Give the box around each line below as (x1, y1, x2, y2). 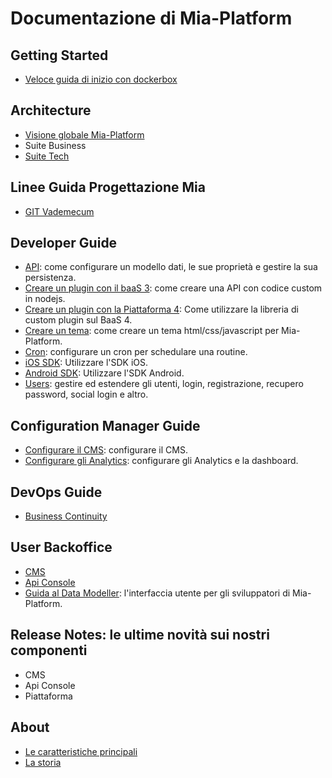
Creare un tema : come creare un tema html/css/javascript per (24, 325, 280, 337)
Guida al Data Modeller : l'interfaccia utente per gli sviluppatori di (24, 587, 291, 599)
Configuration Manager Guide (10, 417, 201, 434)
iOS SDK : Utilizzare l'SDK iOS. (24, 357, 149, 369)
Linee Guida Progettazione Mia (10, 179, 206, 196)
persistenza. (24, 272, 77, 284)
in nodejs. (24, 293, 66, 305)
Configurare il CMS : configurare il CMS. (24, 444, 188, 456)
